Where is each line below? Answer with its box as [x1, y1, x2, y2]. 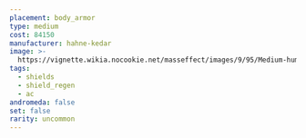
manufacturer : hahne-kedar [9, 38, 112, 48]
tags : [9, 64, 30, 74]
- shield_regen [17, 81, 76, 90]
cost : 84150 [9, 30, 55, 39]
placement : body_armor [9, 13, 96, 23]
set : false [9, 106, 51, 115]
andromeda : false [9, 97, 76, 107]
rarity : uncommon [9, 114, 76, 123]
